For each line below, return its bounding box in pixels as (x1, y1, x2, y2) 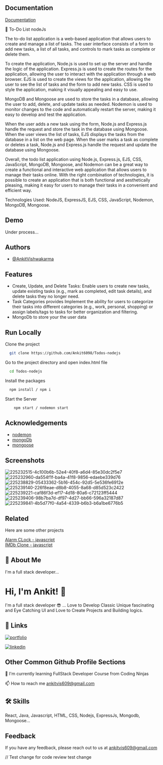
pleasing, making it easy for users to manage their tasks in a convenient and (5, 182, 158, 188)
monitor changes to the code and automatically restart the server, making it (5, 106, 156, 112)
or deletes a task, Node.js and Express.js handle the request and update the (5, 141, 157, 148)
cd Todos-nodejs (9, 369, 42, 374)
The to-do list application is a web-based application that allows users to (5, 36, 151, 41)
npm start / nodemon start (14, 405, 69, 410)
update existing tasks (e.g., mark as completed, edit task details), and (12, 288, 152, 294)
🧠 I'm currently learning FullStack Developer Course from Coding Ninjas (5, 671, 149, 677)
